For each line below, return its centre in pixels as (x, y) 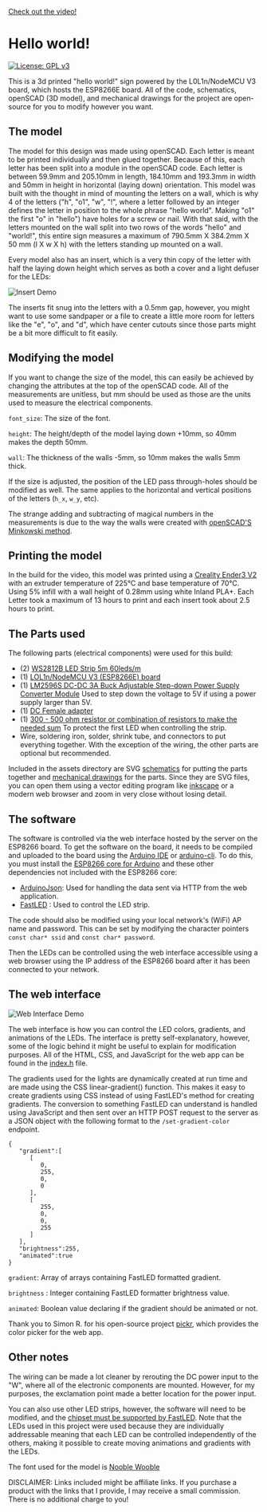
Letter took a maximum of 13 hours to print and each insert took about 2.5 (129, 600)
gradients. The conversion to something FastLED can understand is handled (133, 1104)
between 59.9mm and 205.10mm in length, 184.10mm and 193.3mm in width (132, 176)
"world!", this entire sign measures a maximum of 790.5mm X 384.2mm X (129, 235)
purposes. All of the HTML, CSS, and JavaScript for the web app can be (126, 1054)
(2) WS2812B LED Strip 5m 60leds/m (80, 668)
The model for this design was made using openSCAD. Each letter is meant (132, 151)
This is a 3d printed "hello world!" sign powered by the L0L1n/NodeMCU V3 (132, 81)
